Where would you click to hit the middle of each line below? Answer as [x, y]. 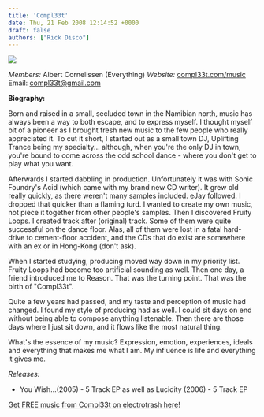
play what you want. [41, 164]
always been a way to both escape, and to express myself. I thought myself [130, 122]
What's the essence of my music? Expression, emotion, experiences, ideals [131, 342]
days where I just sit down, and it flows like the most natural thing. [115, 327]
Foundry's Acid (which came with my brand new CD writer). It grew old [123, 188]
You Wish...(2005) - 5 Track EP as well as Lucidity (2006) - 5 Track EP [134, 389]
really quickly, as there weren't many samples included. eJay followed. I [125, 196]
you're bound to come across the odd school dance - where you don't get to [132, 155]
